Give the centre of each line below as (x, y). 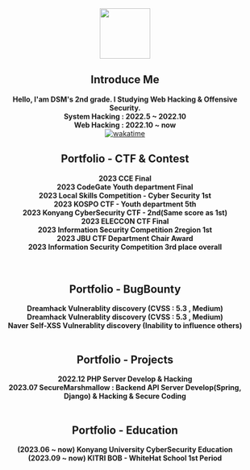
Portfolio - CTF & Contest (125, 159)
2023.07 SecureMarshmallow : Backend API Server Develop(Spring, (125, 388)
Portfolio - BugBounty (125, 289)
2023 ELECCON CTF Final (125, 221)
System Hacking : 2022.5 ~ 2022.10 (125, 116)
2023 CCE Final (125, 178)
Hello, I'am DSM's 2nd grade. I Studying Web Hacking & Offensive (125, 99)
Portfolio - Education (125, 430)
